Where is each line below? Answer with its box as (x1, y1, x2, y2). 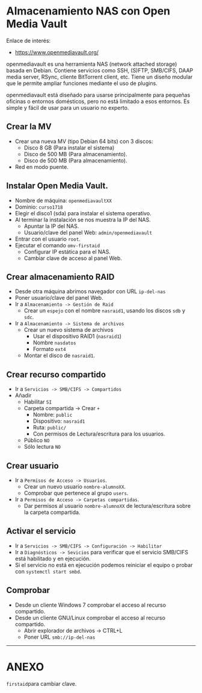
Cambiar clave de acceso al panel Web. (23, 255, 122, 262)
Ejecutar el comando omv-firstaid (14, 241, 100, 248)
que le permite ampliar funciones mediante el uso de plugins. (6, 80, 158, 87)
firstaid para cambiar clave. (6, 680, 77, 687)
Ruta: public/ (32, 424, 67, 431)
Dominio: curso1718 (14, 203, 63, 210)
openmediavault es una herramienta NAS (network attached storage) (6, 60, 177, 68)
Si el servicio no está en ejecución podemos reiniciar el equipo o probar (14, 561, 193, 568)
